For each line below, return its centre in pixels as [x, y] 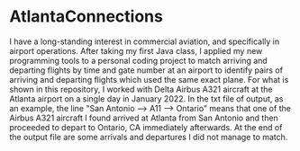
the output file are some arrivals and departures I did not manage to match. [149, 137]
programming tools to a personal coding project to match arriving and [138, 60]
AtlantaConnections [86, 17]
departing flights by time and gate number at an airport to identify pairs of [146, 70]
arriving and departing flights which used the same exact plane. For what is [149, 79]
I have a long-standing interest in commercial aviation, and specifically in [145, 41]
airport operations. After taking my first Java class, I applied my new [136, 50]
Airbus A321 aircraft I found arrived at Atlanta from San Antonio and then [144, 118]
